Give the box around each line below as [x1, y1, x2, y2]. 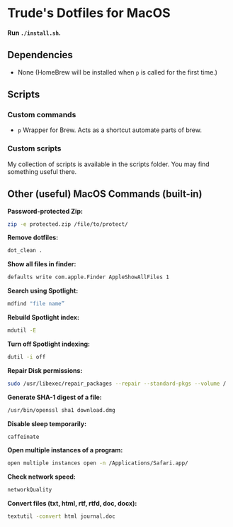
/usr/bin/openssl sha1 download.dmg [7, 406, 115, 413]
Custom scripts [7, 143, 62, 153]
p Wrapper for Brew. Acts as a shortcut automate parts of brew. [17, 126, 202, 134]
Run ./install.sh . [7, 28, 62, 37]
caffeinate [7, 433, 40, 440]
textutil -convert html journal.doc [7, 513, 115, 520]
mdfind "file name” [7, 300, 65, 308]
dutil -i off [7, 353, 46, 360]
